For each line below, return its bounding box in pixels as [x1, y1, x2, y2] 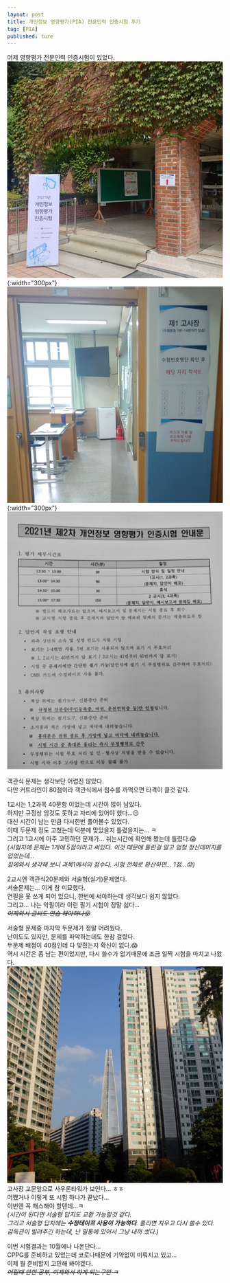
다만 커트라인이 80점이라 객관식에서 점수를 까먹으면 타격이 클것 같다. [7, 785, 190, 794]
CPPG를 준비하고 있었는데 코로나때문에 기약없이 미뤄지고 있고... [7, 1251, 177, 1259]
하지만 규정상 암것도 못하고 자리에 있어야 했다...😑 [7, 808, 139, 817]
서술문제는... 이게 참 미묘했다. [7, 883, 86, 891]
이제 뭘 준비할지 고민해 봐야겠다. [7, 1259, 94, 1267]
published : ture [7, 33, 53, 40]
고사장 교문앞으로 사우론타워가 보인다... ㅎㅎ [7, 1184, 125, 1192]
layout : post [7, 11, 44, 18]
